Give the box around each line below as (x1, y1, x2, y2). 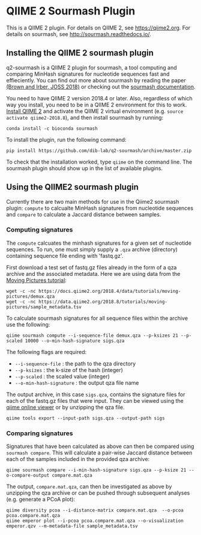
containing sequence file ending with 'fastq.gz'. (6, 252, 124, 259)
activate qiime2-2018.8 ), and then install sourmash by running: (6, 114, 164, 121)
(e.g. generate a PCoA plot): (6, 496, 76, 503)
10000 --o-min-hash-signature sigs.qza (25, 338, 125, 344)
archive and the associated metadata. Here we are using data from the (6, 270, 181, 277)
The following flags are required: (6, 348, 87, 355)
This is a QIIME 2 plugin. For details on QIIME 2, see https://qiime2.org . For (6, 24, 191, 31)
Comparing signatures (6, 429, 73, 437)
